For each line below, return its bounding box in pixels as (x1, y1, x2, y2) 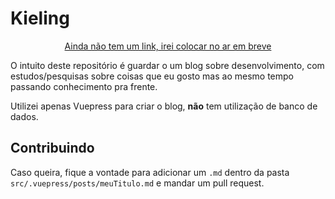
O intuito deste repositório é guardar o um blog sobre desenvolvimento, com (10, 59, 325, 71)
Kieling (10, 7, 70, 30)
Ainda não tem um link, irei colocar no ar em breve (64, 40, 272, 52)
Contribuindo (10, 140, 95, 157)
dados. (10, 110, 39, 122)
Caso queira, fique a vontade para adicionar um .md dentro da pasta (10, 166, 290, 178)
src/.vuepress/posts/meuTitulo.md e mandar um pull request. (10, 177, 265, 189)
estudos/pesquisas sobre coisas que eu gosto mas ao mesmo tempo (10, 70, 294, 82)
